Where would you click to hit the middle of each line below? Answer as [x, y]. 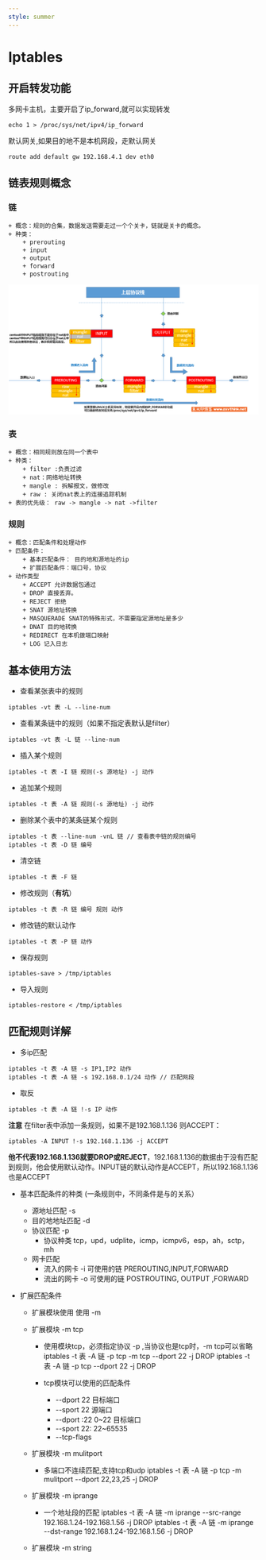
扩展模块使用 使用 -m [66, 1312]
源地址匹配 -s [54, 1211]
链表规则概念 [40, 183]
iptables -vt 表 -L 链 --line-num [64, 740]
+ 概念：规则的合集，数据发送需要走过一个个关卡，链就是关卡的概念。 [106, 226]
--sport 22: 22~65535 [92, 1428]
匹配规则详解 [40, 1031]
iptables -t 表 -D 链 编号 [50, 845]
